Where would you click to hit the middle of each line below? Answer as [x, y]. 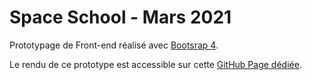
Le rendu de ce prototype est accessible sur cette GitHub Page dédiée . [155, 64]
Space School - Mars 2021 [120, 17]
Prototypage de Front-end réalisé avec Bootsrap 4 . [114, 45]
